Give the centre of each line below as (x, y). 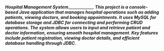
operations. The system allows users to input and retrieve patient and (78, 28)
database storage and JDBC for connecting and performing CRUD (74, 22)
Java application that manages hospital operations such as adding (89, 12)
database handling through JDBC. (41, 43)
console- (138, 7)
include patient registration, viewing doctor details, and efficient (72, 38)
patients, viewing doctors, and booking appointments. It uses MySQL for (81, 17)
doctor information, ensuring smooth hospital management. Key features (82, 33)
